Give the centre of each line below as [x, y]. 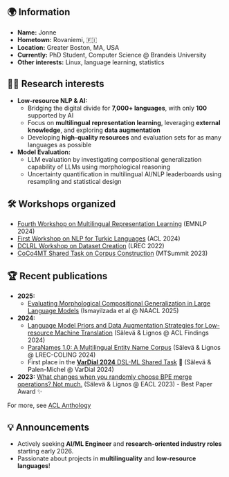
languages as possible [59, 144]
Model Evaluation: [44, 152]
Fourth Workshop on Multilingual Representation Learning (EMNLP [112, 224]
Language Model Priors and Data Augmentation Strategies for [116, 326]
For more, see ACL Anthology [49, 405]
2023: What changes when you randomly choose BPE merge [104, 377]
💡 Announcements [48, 427]
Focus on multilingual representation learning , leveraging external [124, 122]
